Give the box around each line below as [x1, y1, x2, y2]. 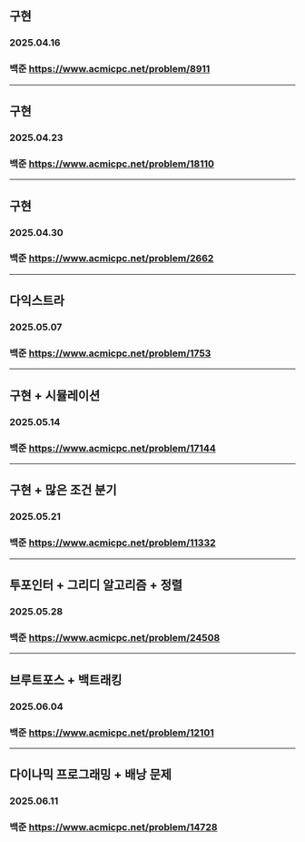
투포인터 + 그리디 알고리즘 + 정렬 [9, 577, 183, 593]
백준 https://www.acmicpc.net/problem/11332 [9, 536, 216, 549]
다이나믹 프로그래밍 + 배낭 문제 [9, 767, 172, 783]
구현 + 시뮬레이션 [9, 388, 101, 403]
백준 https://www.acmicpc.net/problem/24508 [9, 631, 221, 644]
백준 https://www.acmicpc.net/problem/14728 [9, 821, 218, 834]
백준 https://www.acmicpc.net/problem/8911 [9, 63, 211, 76]
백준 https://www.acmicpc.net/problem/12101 [9, 726, 215, 739]
